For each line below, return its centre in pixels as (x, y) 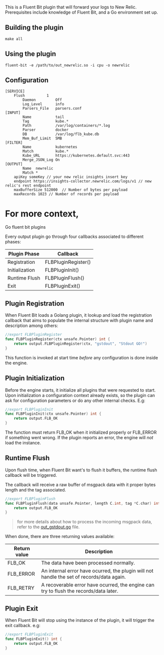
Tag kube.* (46, 121)
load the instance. (23, 443)
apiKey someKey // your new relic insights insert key (71, 177)
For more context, (42, 214)
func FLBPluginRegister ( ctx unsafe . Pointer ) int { (58, 339)
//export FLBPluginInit (29, 409)
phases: (13, 242)
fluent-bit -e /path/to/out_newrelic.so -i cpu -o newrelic (68, 65)
